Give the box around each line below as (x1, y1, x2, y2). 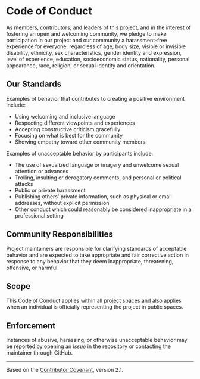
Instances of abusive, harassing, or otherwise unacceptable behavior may (6, 337, 187, 344)
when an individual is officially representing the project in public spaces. (6, 303, 183, 310)
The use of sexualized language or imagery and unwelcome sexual (14, 161, 179, 168)
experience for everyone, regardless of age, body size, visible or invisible (6, 43, 186, 50)
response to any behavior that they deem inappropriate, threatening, (6, 257, 174, 265)
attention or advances (14, 167, 69, 175)
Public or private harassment (14, 187, 86, 194)
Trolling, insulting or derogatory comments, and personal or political (14, 174, 182, 181)
